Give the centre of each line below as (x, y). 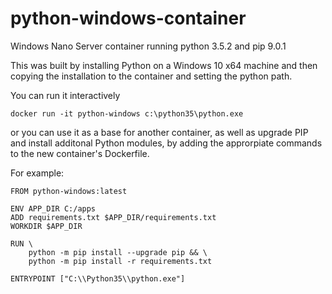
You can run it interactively (65, 95)
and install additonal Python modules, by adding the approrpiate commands (166, 143)
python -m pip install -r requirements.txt (120, 261)
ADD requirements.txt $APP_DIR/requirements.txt (113, 217)
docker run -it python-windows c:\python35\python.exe (127, 113)
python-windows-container (128, 18)
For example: (37, 173)
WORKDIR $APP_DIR (46, 226)
